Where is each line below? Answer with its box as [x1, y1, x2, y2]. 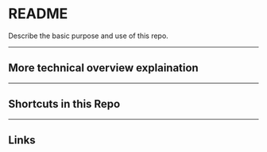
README [8, 5, 68, 23]
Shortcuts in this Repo [8, 97, 121, 111]
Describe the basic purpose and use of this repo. [8, 31, 168, 40]
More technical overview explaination [8, 61, 199, 75]
